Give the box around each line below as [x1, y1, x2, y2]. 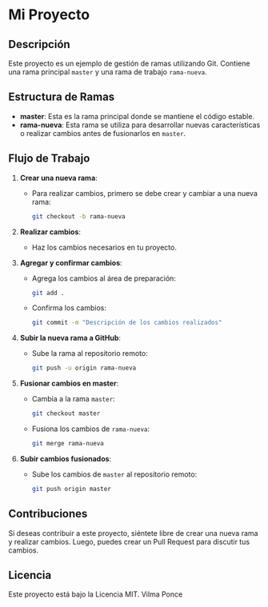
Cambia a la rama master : [31, 394, 115, 404]
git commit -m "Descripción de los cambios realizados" [31, 318, 222, 327]
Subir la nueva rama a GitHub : [19, 333, 122, 343]
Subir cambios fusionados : [19, 453, 112, 463]
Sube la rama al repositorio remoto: [31, 349, 148, 358]
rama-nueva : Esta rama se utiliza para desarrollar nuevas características [19, 120, 261, 130]
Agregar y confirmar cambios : [19, 258, 122, 267]
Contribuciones [8, 507, 88, 521]
